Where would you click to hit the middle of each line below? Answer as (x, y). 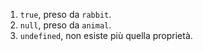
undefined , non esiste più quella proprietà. (106, 35)
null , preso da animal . (65, 25)
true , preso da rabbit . (65, 14)
